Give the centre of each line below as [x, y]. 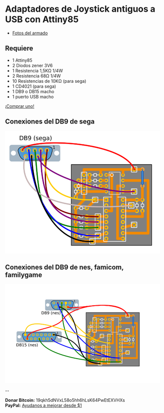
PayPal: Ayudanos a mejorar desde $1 [43, 405]
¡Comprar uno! [20, 106]
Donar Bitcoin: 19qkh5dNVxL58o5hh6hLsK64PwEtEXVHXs [65, 400]
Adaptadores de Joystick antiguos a [80, 9]
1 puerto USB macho [33, 97]
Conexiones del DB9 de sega [50, 122]
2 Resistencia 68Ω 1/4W [37, 76]
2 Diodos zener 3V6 [32, 65]
